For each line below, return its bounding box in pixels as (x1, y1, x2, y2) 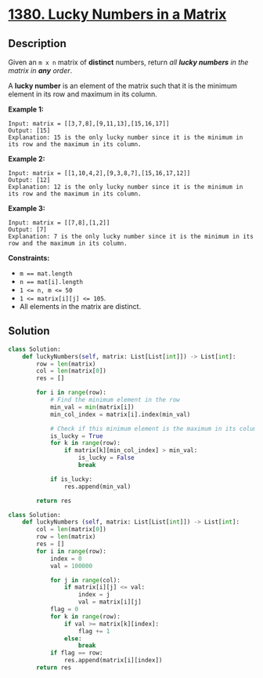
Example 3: (8, 204, 45, 213)
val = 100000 (49, 562, 92, 570)
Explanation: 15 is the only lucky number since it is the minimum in (8, 133, 243, 141)
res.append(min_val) (63, 483, 131, 490)
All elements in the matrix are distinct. (19, 302, 142, 311)
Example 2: (8, 155, 45, 163)
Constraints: (8, 253, 50, 262)
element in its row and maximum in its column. (8, 89, 158, 99)
